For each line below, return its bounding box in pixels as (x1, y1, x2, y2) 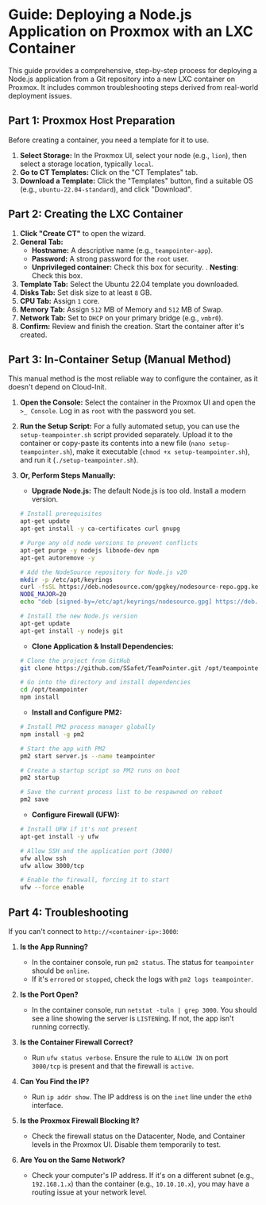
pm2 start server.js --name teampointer (19, 752, 156, 760)
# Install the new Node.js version (19, 612, 138, 620)
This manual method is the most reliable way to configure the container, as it (8, 374, 258, 383)
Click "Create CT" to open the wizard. (19, 228, 146, 238)
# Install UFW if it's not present (19, 825, 138, 833)
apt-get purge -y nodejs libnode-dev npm (19, 546, 160, 554)
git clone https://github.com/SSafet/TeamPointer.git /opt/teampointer (19, 664, 262, 672)
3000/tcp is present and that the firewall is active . (31, 1061, 195, 1071)
